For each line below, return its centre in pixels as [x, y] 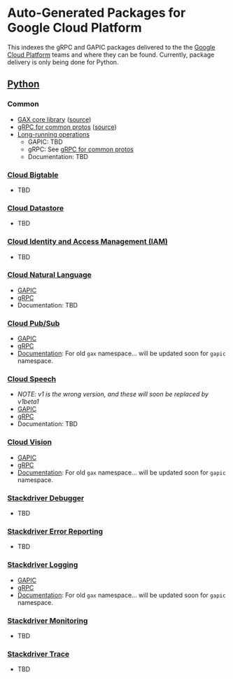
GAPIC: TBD [45, 142]
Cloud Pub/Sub [34, 323]
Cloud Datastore [36, 208]
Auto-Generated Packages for [97, 13]
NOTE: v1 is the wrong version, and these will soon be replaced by [113, 395]
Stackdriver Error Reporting [55, 531]
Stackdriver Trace [38, 654]
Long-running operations [53, 134]
